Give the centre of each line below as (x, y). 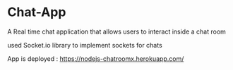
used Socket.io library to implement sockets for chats (85, 45)
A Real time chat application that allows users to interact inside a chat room (116, 31)
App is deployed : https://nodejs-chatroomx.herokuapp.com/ (96, 58)
